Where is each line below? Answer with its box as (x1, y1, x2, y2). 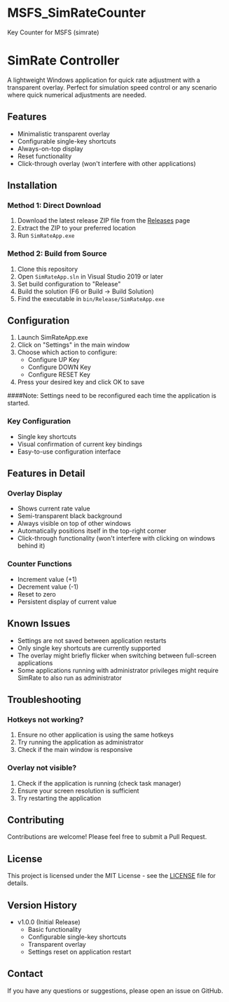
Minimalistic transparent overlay (17, 130, 110, 138)
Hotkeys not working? (7, 714, 84, 724)
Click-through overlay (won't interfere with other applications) (17, 159, 196, 167)
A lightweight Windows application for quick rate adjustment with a (7, 76, 201, 84)
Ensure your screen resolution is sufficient (17, 786, 139, 795)
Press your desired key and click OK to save (17, 378, 145, 387)
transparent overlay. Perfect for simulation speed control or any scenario (7, 83, 217, 92)
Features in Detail (7, 468, 85, 480)
